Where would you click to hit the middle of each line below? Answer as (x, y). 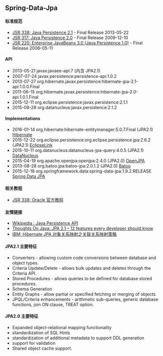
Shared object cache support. (42, 348)
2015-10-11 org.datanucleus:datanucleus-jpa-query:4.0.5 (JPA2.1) (78, 150)
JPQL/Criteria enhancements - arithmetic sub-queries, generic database (85, 299)
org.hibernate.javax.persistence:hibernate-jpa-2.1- (87, 81)
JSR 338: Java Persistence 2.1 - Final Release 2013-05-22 (71, 32)
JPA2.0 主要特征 (22, 316)
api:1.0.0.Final (26, 86)
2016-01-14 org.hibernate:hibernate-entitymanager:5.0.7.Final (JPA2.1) (82, 130)
